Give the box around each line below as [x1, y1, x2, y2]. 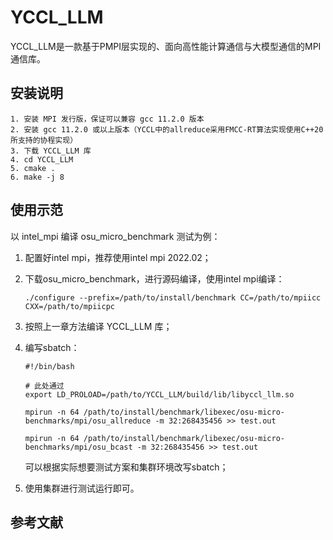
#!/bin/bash [24, 361, 75, 371]
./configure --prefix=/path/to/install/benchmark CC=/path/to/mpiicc [24, 292, 322, 303]
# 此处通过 [24, 381, 65, 391]
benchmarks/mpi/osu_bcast [24, 442, 133, 452]
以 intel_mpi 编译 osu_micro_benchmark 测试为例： [10, 230, 221, 242]
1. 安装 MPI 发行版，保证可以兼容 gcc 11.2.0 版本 [10, 114, 205, 124]
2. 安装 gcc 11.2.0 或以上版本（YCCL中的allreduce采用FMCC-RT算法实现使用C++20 [10, 124, 324, 135]
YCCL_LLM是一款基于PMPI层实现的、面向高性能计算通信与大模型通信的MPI [10, 40, 322, 52]
